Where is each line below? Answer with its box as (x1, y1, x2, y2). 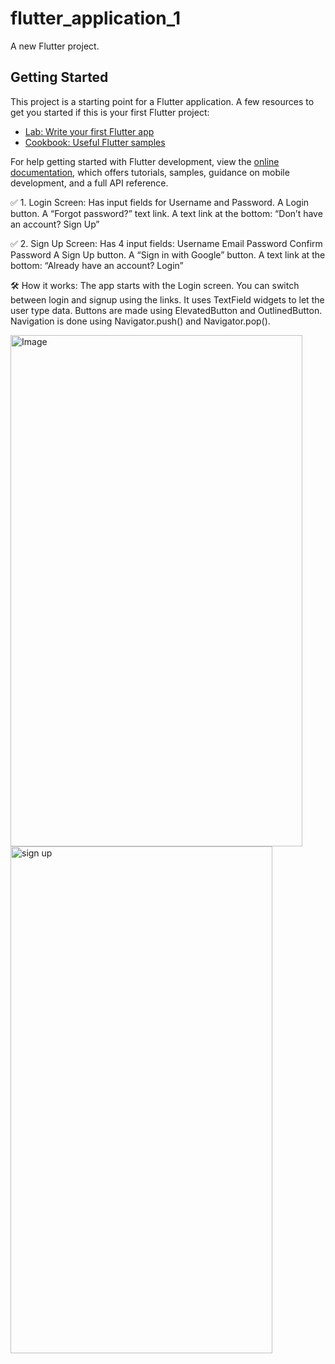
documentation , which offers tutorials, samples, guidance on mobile (10, 166, 290, 178)
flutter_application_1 (10, 7, 182, 30)
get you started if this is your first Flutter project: (10, 106, 210, 118)
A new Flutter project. (10, 40, 100, 52)
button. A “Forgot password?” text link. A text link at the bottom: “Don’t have (10, 207, 323, 219)
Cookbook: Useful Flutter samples (24, 136, 166, 148)
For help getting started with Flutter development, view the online (10, 155, 280, 167)
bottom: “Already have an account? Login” (10, 259, 184, 271)
